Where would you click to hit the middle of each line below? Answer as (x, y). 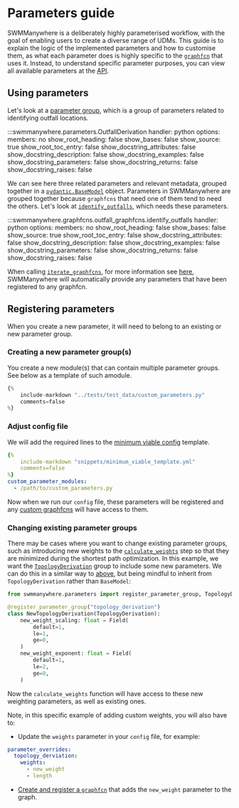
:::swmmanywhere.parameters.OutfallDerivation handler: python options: (114, 131)
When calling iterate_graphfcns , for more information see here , (101, 271)
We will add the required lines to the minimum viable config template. (108, 442)
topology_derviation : (46, 756)
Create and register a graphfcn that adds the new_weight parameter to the (124, 789)
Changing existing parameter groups (72, 527)
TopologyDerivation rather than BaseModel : (69, 581)
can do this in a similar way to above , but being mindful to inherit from (110, 574)
